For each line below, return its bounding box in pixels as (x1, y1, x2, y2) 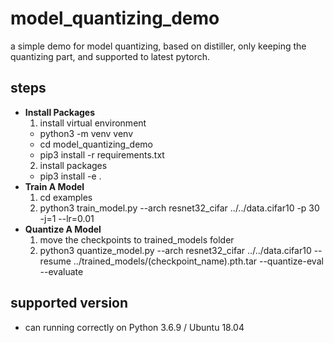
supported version (10, 295, 129, 312)
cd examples (39, 191, 93, 203)
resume (39, 255, 72, 267)
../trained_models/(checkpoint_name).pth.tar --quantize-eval (73, 255, 324, 267)
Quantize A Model (24, 223, 102, 235)
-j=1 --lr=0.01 (39, 212, 95, 224)
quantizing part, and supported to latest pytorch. (10, 50, 211, 62)
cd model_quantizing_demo (39, 138, 153, 150)
